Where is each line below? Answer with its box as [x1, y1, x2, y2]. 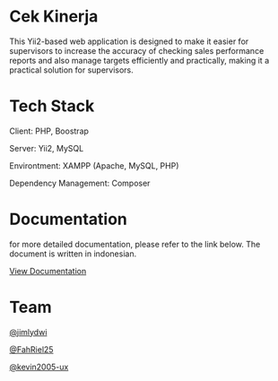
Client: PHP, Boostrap [9, 126, 90, 136]
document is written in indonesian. [9, 248, 137, 259]
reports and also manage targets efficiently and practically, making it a [9, 55, 270, 65]
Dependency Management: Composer [9, 178, 151, 188]
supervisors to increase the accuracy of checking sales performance [9, 45, 265, 56]
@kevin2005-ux [9, 361, 69, 372]
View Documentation [9, 265, 87, 276]
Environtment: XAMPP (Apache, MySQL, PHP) [9, 160, 179, 171]
